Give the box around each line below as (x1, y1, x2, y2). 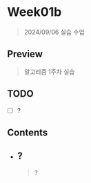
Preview (7, 48, 43, 60)
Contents (7, 127, 48, 139)
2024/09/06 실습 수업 (23, 28, 85, 36)
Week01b (7, 4, 62, 20)
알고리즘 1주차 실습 (23, 67, 75, 76)
